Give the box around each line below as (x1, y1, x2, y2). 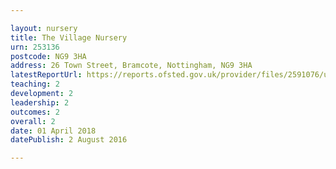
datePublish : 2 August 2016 (10, 135, 128, 145)
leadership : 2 (10, 97, 70, 108)
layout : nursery (10, 23, 78, 33)
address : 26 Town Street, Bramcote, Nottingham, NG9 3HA (10, 61, 253, 71)
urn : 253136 (10, 42, 60, 52)
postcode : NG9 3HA (10, 51, 87, 61)
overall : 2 (10, 116, 56, 126)
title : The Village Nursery (10, 32, 128, 43)
